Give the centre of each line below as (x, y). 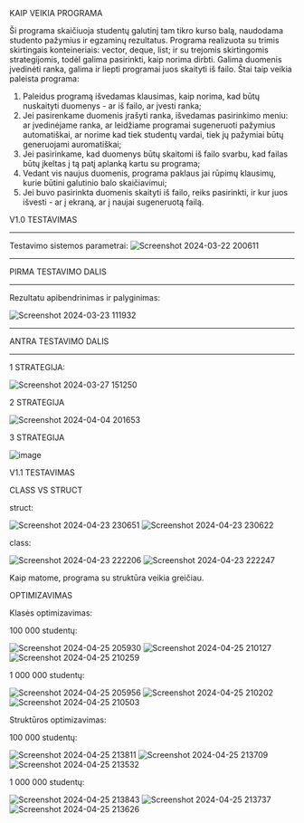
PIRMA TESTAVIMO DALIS (58, 272)
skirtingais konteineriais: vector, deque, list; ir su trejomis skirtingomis (139, 50)
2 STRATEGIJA (37, 402)
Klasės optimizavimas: (51, 613)
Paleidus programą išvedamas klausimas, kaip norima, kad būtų (141, 96)
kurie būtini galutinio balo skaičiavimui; (95, 183)
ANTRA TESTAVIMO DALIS (59, 341)
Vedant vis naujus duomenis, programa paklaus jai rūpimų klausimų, (149, 173)
